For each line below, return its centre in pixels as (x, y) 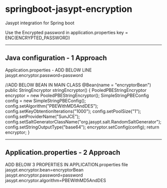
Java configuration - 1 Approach (56, 58)
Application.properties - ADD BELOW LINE (48, 70)
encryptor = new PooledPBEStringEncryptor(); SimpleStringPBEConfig (77, 95)
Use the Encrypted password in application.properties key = (67, 32)
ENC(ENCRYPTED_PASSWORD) (38, 38)
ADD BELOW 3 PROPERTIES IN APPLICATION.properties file (67, 164)
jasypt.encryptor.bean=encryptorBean (44, 170)
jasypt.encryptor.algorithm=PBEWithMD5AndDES (56, 180)
